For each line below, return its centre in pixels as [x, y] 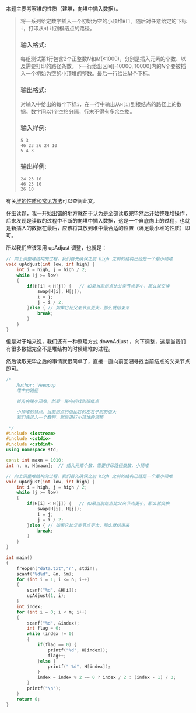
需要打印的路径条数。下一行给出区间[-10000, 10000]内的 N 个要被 [103, 66]
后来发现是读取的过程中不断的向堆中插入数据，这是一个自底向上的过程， [93, 221]
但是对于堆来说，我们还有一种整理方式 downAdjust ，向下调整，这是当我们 [96, 342]
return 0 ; [29, 699]
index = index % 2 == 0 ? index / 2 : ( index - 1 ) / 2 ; [106, 678]
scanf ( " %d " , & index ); [53, 623]
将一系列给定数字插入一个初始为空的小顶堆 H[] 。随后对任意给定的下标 [104, 21]
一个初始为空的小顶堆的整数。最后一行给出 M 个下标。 [89, 74]
